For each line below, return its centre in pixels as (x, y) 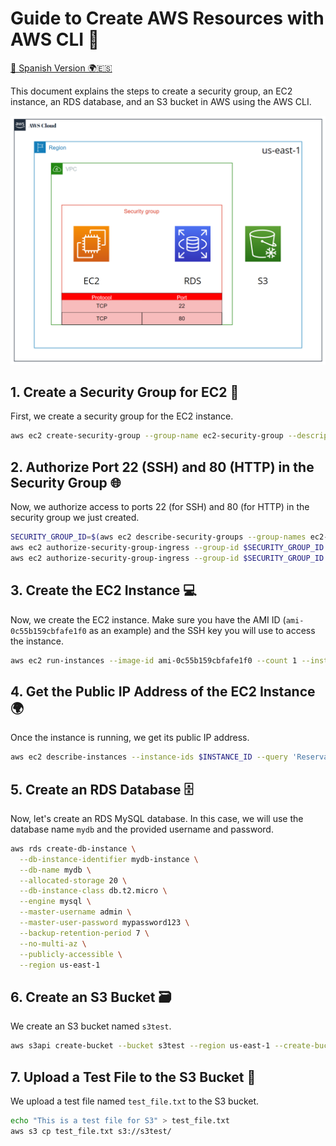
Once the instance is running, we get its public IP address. (130, 738)
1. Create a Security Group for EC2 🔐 (125, 392)
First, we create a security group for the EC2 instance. (122, 416)
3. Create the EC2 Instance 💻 (103, 590)
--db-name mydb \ (55, 870)
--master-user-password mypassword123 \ (104, 923)
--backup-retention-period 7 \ (84, 933)
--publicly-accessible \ (71, 954)
